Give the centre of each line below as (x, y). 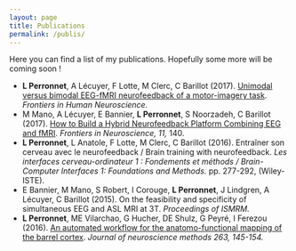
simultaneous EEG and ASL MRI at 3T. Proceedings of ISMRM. (136, 209)
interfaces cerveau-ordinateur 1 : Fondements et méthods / (130, 162)
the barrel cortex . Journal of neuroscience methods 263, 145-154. (143, 238)
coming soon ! (36, 69)
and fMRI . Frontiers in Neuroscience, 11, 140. (103, 134)
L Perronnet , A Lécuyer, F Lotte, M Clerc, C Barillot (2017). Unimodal (147, 86)
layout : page (33, 17)
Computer (40, 171)
